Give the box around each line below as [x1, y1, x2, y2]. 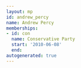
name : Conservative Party [11, 36, 76, 42]
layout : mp [6, 8, 33, 15]
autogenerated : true [6, 53, 57, 59]
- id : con [6, 31, 31, 37]
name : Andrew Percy [6, 20, 54, 25]
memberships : [6, 25, 38, 31]
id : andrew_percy [6, 14, 49, 20]
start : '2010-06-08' [11, 42, 62, 48]
